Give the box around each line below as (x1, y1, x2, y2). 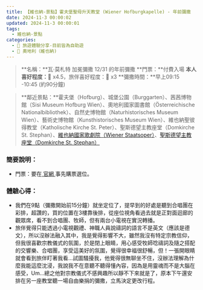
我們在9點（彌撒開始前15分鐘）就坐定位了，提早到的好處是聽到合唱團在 (14, 202, 193, 209)
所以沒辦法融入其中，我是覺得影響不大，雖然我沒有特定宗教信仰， (28, 232, 193, 239)
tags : (6, 25, 20, 32)
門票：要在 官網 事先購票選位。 (14, 170, 92, 178)
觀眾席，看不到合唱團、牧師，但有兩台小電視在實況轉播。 (14, 217, 158, 224)
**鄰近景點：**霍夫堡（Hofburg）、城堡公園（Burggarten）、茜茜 (21, 93, 181, 100)
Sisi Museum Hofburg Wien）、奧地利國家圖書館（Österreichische (31, 101, 195, 108)
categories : (6, 37, 36, 43)
